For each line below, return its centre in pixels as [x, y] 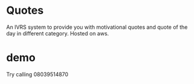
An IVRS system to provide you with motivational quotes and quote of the [97, 27]
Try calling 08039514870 [37, 74]
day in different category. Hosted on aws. [58, 33]
